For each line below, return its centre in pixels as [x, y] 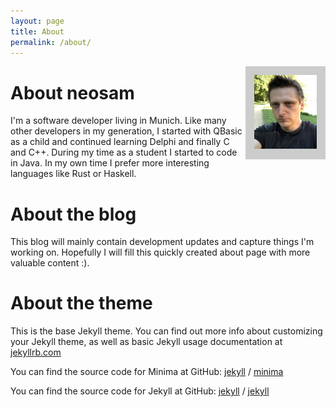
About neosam [72, 92]
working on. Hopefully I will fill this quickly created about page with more [160, 252]
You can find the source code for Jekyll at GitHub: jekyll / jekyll [140, 391]
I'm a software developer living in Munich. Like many [118, 121]
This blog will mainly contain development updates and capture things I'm [162, 242]
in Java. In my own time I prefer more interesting [110, 163]
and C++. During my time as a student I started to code [124, 152]
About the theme [81, 303]
